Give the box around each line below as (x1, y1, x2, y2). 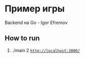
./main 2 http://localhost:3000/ (12, 47, 80, 53)
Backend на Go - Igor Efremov (5, 19, 68, 25)
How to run (5, 34, 40, 42)
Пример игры (5, 3, 65, 14)
